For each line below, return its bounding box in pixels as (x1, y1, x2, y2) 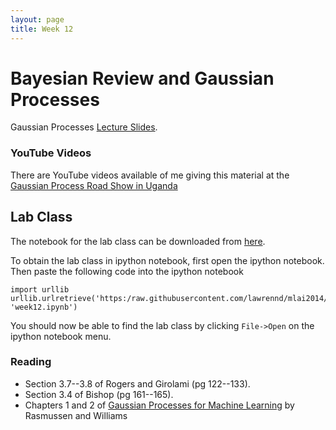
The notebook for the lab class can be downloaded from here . (10, 235, 266, 247)
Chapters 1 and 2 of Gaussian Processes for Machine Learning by (24, 399, 295, 411)
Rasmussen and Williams (24, 409, 128, 421)
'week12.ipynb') (10, 302, 78, 312)
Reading (10, 355, 52, 369)
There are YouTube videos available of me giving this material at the (10, 169, 290, 181)
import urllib (10, 284, 70, 295)
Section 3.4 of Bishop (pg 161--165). (24, 388, 174, 400)
